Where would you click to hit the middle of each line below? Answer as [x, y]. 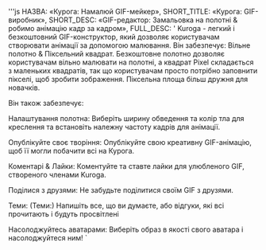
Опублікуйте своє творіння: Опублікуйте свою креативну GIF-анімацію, [130, 142]
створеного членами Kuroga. [58, 175]
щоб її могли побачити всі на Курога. [71, 151]
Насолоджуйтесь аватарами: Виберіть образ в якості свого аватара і [126, 229]
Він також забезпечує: [46, 103]
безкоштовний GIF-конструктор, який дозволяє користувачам [114, 37]
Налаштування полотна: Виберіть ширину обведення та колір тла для [126, 118]
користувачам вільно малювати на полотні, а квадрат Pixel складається [131, 62]
